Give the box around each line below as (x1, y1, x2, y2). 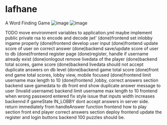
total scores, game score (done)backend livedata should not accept (5, 61, 144, 67)
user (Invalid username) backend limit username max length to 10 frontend (5, 88, 158, 94)
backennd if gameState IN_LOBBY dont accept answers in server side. (5, 98, 150, 104)
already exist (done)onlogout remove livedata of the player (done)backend (5, 56, 158, 62)
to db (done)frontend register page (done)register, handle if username (5, 51, 149, 57)
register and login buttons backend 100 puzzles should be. (5, 114, 125, 120)
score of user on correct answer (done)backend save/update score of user (5, 45, 159, 51)
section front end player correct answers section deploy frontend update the (5, 109, 163, 115)
